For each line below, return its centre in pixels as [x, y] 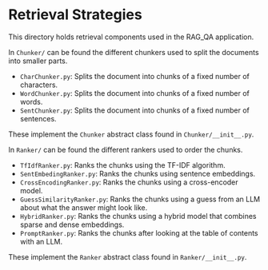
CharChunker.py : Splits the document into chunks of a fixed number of [135, 76]
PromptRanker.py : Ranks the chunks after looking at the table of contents [139, 232]
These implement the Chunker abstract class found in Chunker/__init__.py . [131, 134]
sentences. [38, 118]
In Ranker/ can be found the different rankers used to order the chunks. [126, 149]
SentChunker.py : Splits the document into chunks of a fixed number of [135, 110]
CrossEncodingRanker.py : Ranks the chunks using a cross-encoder [129, 182]
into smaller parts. [38, 61]
